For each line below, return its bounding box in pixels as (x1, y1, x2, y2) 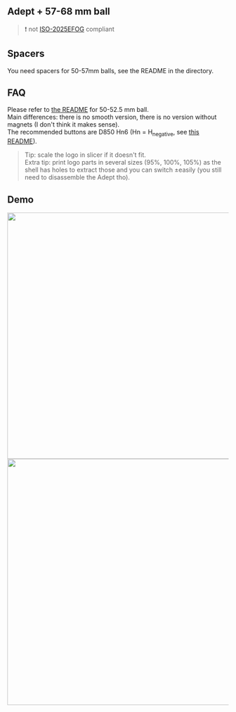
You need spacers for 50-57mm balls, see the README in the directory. (7, 66, 214, 75)
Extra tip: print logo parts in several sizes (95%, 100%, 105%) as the (24, 158, 221, 167)
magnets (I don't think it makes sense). (7, 120, 120, 129)
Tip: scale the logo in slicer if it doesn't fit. (24, 151, 146, 159)
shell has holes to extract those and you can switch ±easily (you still (24, 165, 222, 174)
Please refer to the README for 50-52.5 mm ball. (7, 106, 149, 114)
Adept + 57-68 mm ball (7, 6, 110, 18)
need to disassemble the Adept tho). (24, 173, 130, 182)
